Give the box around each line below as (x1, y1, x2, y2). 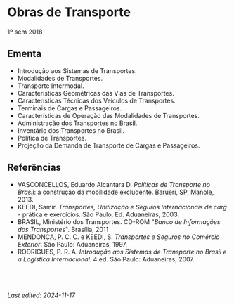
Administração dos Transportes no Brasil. (17, 119, 138, 127)
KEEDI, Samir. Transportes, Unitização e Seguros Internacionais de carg (17, 202, 227, 211)
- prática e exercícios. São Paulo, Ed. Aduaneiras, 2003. (17, 210, 180, 219)
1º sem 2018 (7, 27, 43, 36)
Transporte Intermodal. (17, 82, 84, 90)
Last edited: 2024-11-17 (7, 291, 76, 299)
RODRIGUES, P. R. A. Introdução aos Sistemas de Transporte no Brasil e (17, 247, 227, 256)
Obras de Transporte (7, 4, 131, 20)
